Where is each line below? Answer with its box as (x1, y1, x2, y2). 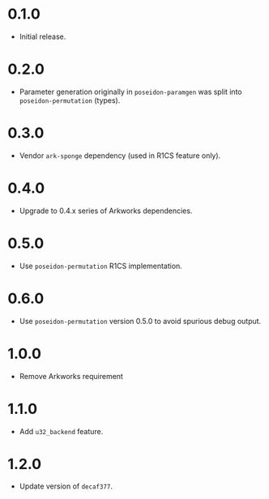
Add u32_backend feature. (19, 426, 104, 436)
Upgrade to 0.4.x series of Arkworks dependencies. (19, 206, 193, 215)
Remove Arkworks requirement (19, 371, 123, 381)
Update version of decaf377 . (19, 481, 113, 491)
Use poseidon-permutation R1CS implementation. (19, 261, 183, 271)
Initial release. (19, 32, 66, 41)
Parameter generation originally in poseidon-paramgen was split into (19, 87, 242, 96)
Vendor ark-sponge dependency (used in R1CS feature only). (19, 151, 221, 160)
